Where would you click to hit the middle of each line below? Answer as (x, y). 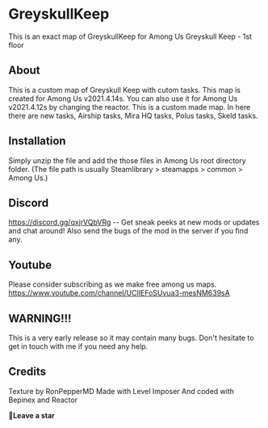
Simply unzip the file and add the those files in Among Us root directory (127, 160)
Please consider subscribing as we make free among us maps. (113, 284)
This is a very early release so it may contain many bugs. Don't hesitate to (131, 338)
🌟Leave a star (31, 415)
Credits (27, 372)
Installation (37, 141)
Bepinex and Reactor (43, 400)
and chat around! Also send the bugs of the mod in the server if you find (128, 231)
